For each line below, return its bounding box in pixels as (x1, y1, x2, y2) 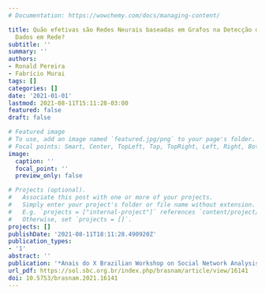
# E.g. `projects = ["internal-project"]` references (8, 208, 196, 216)
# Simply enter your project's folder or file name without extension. (8, 201, 256, 209)
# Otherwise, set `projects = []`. (8, 215, 132, 223)
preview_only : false (15, 172, 83, 180)
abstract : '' (8, 252, 51, 260)
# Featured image (8, 128, 65, 136)
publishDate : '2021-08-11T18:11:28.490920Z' (8, 230, 157, 238)
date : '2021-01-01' (8, 91, 73, 99)
